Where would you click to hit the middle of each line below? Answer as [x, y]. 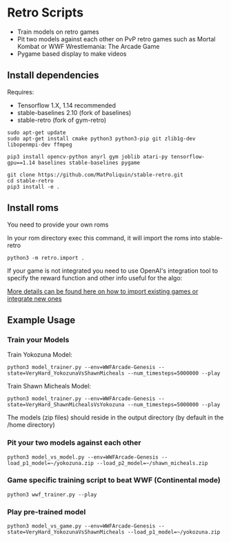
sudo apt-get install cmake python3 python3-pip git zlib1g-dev [101, 138]
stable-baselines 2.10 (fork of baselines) [74, 112]
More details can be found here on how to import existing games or [103, 291]
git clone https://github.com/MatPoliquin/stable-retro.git [96, 175]
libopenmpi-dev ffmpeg [40, 145]
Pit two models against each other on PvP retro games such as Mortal [116, 39]
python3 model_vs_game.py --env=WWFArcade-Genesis [81, 526]
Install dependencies [53, 75]
